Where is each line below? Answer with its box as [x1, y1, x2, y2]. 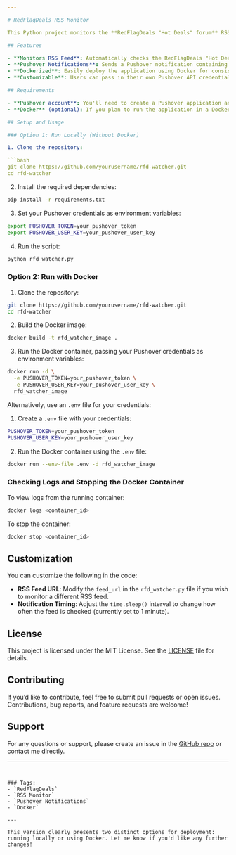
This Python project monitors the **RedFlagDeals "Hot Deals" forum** [7, 29, 218, 36]
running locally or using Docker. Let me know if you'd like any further [7, 835, 228, 842]
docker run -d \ [7, 368, 55, 375]
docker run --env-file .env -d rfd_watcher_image [7, 461, 156, 468]
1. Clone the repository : [7, 144, 83, 151]
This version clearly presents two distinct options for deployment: [7, 828, 216, 835]
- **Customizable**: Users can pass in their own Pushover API [7, 75, 197, 82]
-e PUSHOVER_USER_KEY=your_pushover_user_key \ [13, 381, 156, 389]
